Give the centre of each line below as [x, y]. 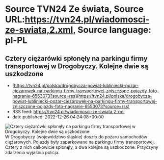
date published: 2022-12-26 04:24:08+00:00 [58, 117]
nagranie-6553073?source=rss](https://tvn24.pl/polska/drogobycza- [82, 96]
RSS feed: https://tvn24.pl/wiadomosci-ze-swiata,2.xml [68, 112]
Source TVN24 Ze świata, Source [74, 9]
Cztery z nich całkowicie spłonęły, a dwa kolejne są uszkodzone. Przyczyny [82, 147]
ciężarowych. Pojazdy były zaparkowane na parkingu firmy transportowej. [80, 142]
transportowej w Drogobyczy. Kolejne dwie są [77, 66]
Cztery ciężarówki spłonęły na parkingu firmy [76, 58]
